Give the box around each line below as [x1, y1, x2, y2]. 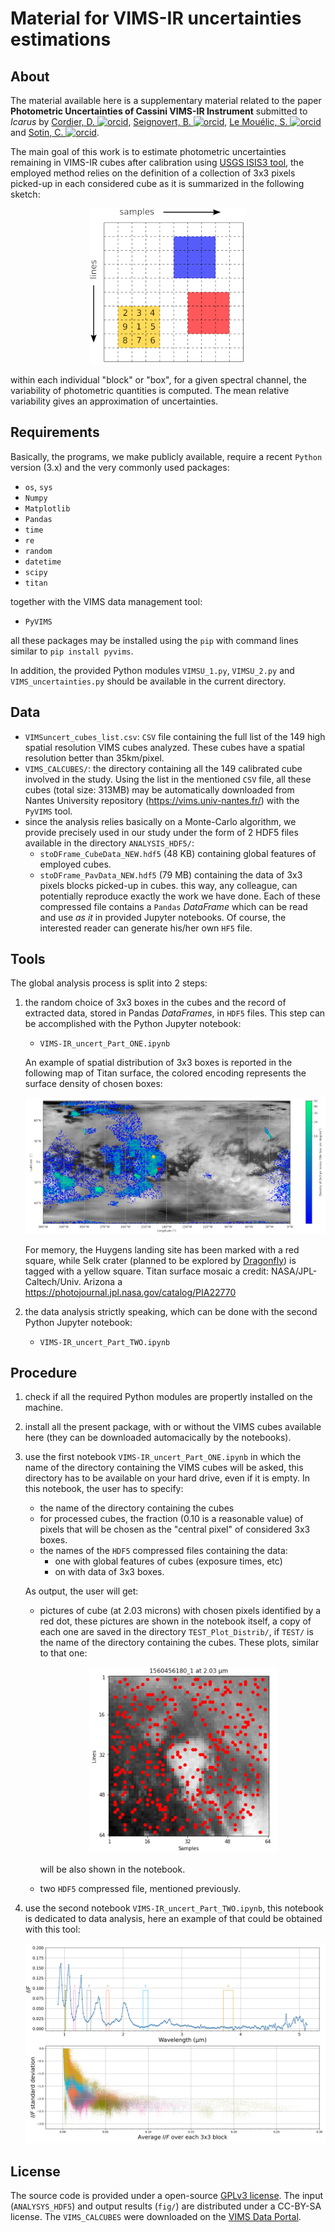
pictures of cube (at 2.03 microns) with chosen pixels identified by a [39, 1605, 322, 1617]
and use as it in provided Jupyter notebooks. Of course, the [39, 911, 287, 923]
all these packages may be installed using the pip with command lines [10, 634, 299, 646]
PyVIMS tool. [24, 805, 73, 817]
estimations [10, 28, 112, 51]
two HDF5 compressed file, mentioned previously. [39, 1883, 242, 1895]
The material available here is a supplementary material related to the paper [10, 95, 322, 106]
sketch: [10, 188, 41, 200]
